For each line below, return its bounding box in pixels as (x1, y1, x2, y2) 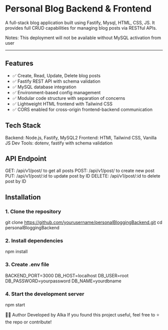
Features (5, 59, 33, 68)
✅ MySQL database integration (12, 84, 76, 90)
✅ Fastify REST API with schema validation (12, 78, 101, 84)
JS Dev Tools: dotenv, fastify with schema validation (5, 140, 113, 146)
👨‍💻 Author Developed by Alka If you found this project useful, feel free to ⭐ (5, 311, 160, 317)
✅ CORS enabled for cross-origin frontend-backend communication (12, 106, 152, 112)
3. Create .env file (5, 261, 49, 268)
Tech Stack (5, 121, 41, 130)
